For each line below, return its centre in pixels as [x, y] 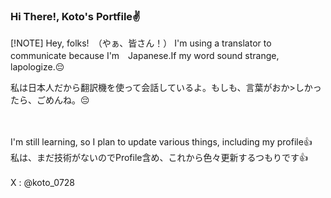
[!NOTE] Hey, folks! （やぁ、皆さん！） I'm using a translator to [141, 43]
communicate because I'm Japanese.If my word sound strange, [145, 56]
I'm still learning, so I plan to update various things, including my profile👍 [161, 142]
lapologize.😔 [37, 67]
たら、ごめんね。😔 [50, 100]
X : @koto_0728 [43, 183]
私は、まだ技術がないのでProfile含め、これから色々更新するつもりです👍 [159, 158]
